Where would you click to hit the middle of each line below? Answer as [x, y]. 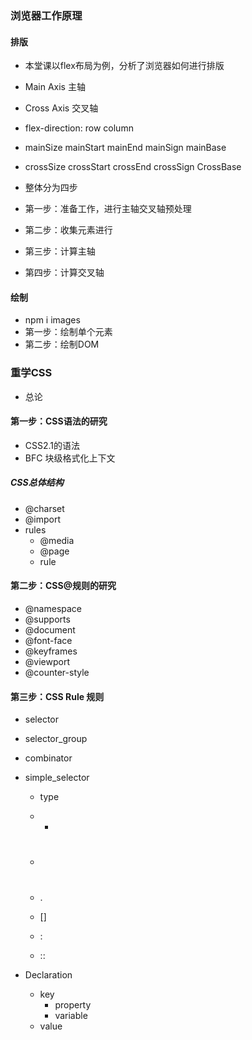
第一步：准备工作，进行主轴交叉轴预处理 [108, 209]
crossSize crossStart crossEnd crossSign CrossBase [133, 167]
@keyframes [51, 651]
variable [71, 1015]
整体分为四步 [51, 188]
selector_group [56, 739]
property [73, 1004]
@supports [47, 619]
